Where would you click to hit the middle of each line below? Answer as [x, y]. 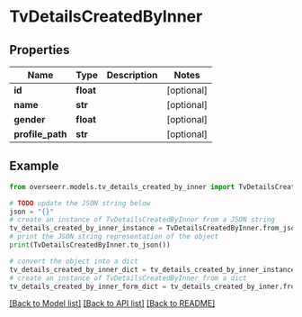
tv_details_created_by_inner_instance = [86, 228]
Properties [40, 50]
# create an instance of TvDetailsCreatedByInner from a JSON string [142, 220]
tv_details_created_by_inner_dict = [78, 269]
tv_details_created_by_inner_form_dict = [88, 286]
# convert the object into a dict [74, 261]
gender [30, 119]
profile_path [40, 134]
